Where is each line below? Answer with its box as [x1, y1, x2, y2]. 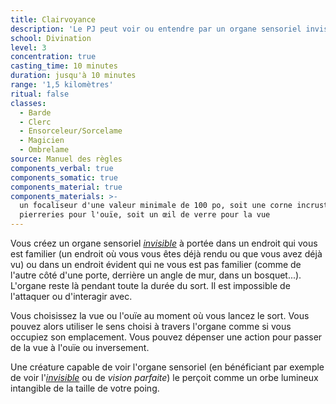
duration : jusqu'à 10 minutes [10, 71, 137, 81]
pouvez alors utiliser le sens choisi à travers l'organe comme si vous [10, 321, 292, 332]
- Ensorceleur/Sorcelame [19, 126, 123, 136]
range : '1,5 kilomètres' [10, 80, 114, 90]
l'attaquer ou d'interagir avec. [10, 291, 133, 302]
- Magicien [19, 136, 65, 146]
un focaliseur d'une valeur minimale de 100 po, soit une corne [19, 201, 293, 211]
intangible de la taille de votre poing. [10, 382, 160, 394]
